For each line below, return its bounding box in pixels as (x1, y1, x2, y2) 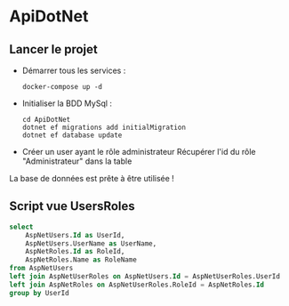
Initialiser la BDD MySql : (21, 98, 113, 109)
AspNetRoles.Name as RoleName (25, 255, 138, 264)
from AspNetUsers (9, 264, 74, 273)
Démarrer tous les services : (21, 65, 126, 76)
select (9, 222, 34, 231)
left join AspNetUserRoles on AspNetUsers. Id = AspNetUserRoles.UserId (9, 272, 280, 281)
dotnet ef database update (21, 131, 123, 140)
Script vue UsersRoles (9, 198, 135, 214)
